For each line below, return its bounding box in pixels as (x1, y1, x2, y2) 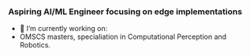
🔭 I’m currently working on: (19, 24, 108, 33)
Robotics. (19, 40, 51, 50)
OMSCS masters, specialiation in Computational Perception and (19, 32, 227, 41)
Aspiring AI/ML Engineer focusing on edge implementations (8, 6, 243, 17)
